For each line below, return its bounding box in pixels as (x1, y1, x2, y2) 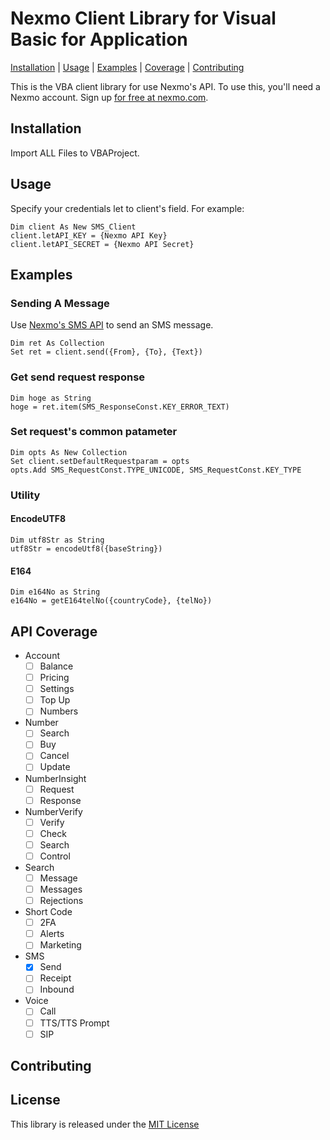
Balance (39, 660, 74, 672)
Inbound (39, 983, 75, 996)
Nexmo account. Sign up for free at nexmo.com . (10, 91, 209, 103)
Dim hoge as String (10, 393, 92, 403)
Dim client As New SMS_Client (10, 222, 137, 232)
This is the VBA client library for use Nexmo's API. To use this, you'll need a (10, 80, 321, 92)
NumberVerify (24, 805, 83, 817)
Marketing (39, 939, 82, 951)
